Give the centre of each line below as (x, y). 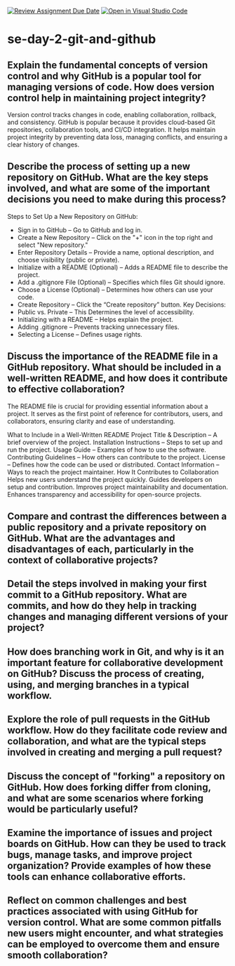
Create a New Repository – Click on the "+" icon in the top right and (115, 237)
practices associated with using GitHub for (103, 912)
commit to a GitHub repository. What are (97, 595)
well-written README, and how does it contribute (117, 378)
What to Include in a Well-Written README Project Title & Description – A (112, 434)
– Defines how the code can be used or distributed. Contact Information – (113, 464)
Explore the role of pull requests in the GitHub (109, 719)
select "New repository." (53, 245)
